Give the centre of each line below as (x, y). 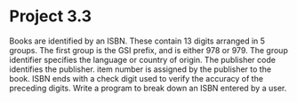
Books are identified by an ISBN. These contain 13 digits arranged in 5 (137, 41)
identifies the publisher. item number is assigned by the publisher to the (140, 69)
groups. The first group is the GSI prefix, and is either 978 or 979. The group (149, 50)
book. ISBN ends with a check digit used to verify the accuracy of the (136, 78)
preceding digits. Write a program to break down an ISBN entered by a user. (148, 88)
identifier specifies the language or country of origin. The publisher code (142, 59)
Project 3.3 (50, 16)
